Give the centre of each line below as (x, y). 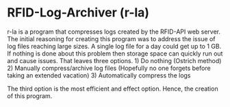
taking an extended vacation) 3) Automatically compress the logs (99, 75)
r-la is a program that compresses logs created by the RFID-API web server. (114, 32)
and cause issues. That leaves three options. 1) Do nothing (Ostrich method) (114, 60)
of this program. (30, 96)
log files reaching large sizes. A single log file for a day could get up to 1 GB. (114, 46)
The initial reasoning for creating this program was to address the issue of (111, 38)
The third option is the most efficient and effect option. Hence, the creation (113, 88)
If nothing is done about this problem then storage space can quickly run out (115, 53)
